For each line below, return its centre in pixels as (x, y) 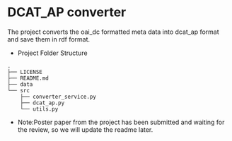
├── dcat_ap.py (42, 103)
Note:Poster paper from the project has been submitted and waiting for (121, 122)
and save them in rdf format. (49, 39)
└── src (19, 90)
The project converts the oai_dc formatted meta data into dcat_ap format (113, 32)
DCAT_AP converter (67, 12)
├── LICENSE (25, 72)
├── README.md (28, 78)
